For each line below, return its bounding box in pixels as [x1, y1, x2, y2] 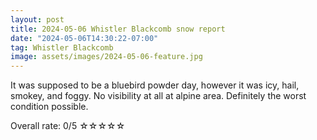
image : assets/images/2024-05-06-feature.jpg [10, 52, 203, 62]
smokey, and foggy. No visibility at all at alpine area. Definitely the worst [10, 90, 307, 102]
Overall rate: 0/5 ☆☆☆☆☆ [10, 120, 126, 132]
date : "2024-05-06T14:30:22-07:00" [10, 33, 159, 43]
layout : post [10, 14, 65, 25]
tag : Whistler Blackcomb [10, 42, 114, 53]
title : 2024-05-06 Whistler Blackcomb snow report [10, 24, 226, 34]
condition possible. [10, 101, 89, 113]
